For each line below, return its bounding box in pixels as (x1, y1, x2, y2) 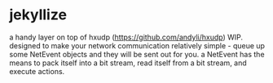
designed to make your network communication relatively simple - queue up (9, 40, 266, 50)
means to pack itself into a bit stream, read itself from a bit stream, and (9, 58, 247, 68)
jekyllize (9, 6, 68, 24)
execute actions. (9, 66, 65, 76)
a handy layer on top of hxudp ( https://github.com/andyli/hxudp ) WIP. (9, 32, 244, 42)
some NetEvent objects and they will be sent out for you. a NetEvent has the (9, 49, 265, 59)
